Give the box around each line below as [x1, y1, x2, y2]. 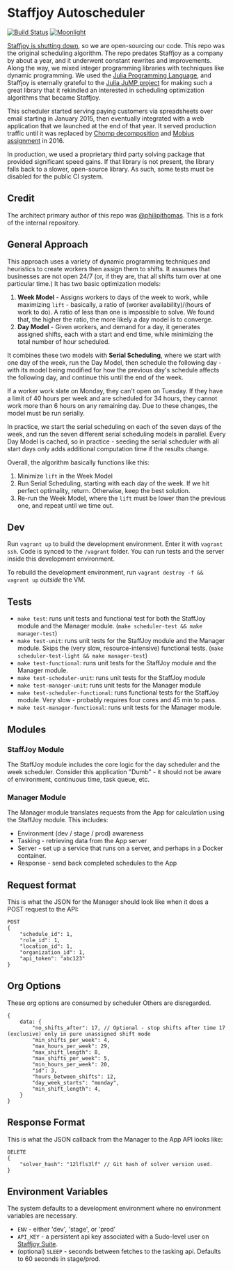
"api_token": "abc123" [19, 955, 86, 962]
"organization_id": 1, [19, 948, 86, 956]
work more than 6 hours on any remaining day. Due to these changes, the [7, 401, 218, 409]
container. [17, 852, 47, 860]
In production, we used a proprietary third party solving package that [7, 150, 205, 158]
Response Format [7, 1117, 86, 1128]
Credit [7, 192, 35, 204]
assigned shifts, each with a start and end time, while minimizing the [17, 330, 214, 338]
